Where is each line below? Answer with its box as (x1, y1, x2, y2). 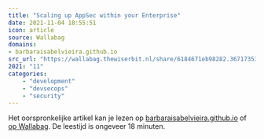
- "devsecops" (22, 84, 68, 93)
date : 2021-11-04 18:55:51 (8, 19, 97, 27)
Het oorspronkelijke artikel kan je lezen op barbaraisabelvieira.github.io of (8, 113, 247, 123)
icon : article (8, 26, 55, 34)
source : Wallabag (8, 33, 65, 42)
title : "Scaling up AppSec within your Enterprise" (8, 11, 181, 20)
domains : (8, 41, 37, 49)
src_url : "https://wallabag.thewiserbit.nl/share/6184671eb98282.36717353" (8, 56, 262, 64)
